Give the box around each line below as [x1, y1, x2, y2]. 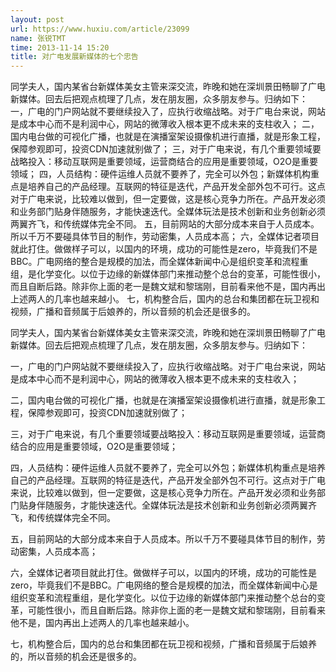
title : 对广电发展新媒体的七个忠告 [10, 52, 139, 62]
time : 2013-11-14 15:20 [10, 42, 110, 53]
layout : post [10, 14, 65, 25]
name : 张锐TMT [10, 33, 67, 43]
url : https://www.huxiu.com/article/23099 [10, 24, 190, 34]
